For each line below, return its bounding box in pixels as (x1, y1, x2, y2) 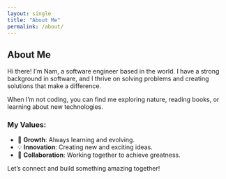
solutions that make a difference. (7, 82, 102, 90)
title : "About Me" (7, 17, 61, 24)
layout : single (7, 10, 52, 17)
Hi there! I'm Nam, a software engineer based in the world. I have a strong (7, 67, 220, 76)
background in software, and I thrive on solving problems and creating (7, 74, 209, 83)
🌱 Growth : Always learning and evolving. (17, 136, 135, 144)
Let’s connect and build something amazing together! (7, 164, 160, 173)
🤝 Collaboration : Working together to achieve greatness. (17, 151, 181, 160)
